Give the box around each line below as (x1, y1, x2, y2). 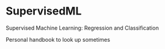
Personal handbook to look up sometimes (5, 36, 111, 43)
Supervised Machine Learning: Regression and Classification (5, 24, 159, 31)
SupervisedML (5, 4, 82, 18)
